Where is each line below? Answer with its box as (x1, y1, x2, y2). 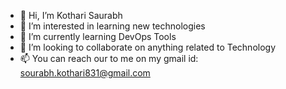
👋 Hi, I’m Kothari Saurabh (19, 10, 123, 21)
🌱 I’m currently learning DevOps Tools (19, 31, 177, 42)
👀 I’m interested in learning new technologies (19, 20, 206, 32)
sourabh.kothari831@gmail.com (19, 67, 151, 79)
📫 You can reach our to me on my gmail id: (19, 53, 199, 64)
